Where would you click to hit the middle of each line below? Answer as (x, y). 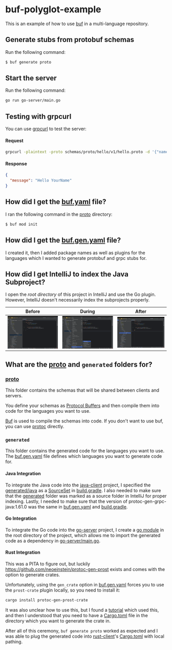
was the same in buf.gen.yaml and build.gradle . (78, 506)
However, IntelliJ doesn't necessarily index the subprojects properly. (78, 300)
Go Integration (21, 518)
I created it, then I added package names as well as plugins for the (75, 253)
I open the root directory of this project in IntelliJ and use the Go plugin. (81, 294)
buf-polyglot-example (53, 9)
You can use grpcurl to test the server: (46, 129)
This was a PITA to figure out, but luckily (48, 564)
